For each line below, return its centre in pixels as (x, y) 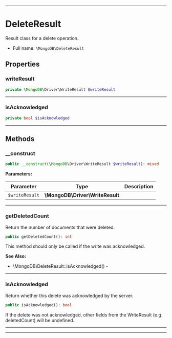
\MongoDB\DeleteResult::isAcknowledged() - (60, 266)
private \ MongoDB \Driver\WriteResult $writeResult (60, 90)
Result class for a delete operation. (42, 38)
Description (139, 187)
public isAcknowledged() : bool (39, 305)
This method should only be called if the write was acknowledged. (75, 246)
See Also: (16, 256)
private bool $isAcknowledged (38, 118)
